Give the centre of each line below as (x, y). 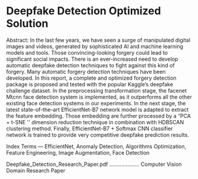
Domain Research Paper (36, 170)
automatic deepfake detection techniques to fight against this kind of (91, 65)
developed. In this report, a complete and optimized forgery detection (91, 78)
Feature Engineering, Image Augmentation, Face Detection (78, 152)
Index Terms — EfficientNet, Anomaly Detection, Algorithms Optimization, (96, 146)
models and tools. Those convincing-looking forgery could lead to (87, 52)
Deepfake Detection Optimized (84, 11)
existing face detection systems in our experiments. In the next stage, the (96, 103)
